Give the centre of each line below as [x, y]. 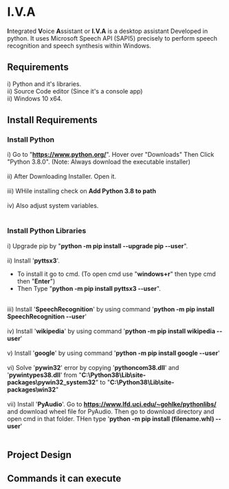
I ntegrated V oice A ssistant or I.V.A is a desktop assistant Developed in [108, 31]
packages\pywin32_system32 [52, 382]
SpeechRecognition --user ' [47, 316]
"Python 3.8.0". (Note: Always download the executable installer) [99, 162]
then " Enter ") [36, 281]
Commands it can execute [64, 478]
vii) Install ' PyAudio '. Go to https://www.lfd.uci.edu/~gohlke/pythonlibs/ [112, 404]
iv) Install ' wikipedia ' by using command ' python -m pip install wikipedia [111, 331]
